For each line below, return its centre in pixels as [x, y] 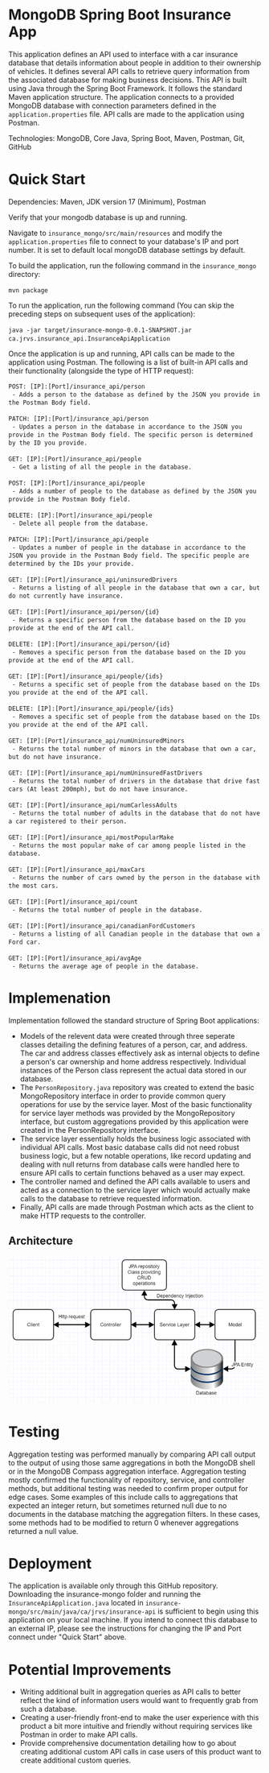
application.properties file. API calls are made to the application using [126, 114]
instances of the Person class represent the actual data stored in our [133, 1070]
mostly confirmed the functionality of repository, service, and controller [126, 1480]
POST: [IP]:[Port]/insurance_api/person [77, 386]
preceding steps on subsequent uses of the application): [102, 314]
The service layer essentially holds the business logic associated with [135, 1139]
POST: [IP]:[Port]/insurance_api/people [77, 483]
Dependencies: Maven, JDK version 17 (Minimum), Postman [107, 201]
